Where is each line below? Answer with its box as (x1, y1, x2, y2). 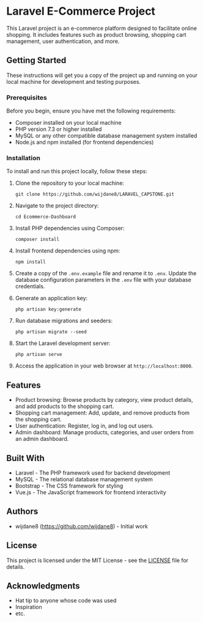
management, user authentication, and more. (6, 37, 120, 45)
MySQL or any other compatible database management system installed (15, 132, 197, 139)
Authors (6, 506, 39, 517)
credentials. (15, 283, 45, 290)
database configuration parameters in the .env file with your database (15, 276, 191, 284)
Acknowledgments (6, 580, 81, 591)
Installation (6, 154, 41, 162)
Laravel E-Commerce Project (6, 4, 156, 18)
